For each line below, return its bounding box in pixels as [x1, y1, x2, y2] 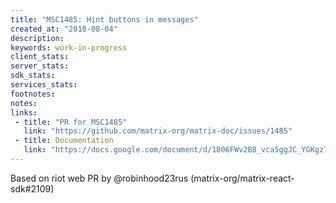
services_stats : [10, 80, 78, 90]
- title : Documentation [14, 136, 114, 146]
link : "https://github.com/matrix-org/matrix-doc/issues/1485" [23, 126, 293, 136]
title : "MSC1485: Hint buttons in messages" [10, 14, 199, 25]
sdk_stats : [10, 71, 56, 81]
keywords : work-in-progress [10, 42, 128, 53]
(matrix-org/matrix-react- [190, 172, 295, 184]
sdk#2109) [10, 182, 55, 195]
